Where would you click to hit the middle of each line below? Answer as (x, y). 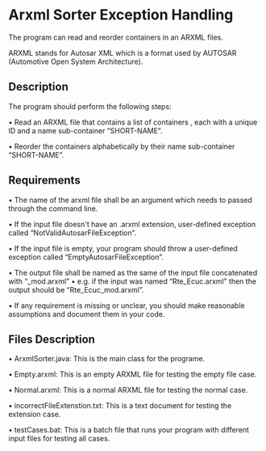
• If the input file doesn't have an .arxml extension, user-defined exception (132, 224)
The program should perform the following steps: (90, 106)
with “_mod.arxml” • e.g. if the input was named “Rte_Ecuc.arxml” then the (132, 281)
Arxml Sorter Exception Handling (121, 15)
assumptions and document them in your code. (87, 314)
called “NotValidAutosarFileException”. (73, 233)
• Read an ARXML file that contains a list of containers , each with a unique (133, 122)
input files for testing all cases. (59, 439)
